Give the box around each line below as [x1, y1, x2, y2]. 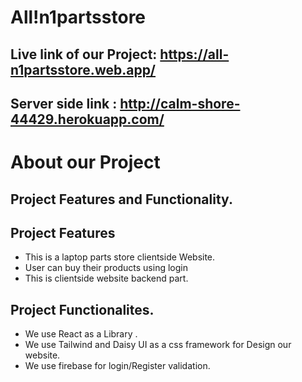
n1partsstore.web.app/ [10, 61, 157, 78]
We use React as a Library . [24, 328, 138, 340]
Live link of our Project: [10, 46, 158, 63]
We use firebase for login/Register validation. [24, 360, 211, 372]
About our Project [10, 151, 161, 174]
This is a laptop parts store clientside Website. [24, 251, 216, 263]
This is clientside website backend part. [24, 272, 189, 285]
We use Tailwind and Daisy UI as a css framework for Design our [24, 339, 292, 351]
